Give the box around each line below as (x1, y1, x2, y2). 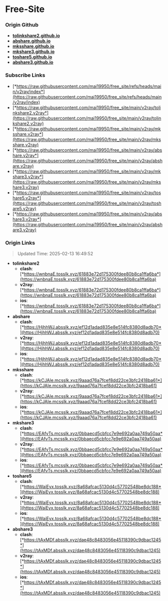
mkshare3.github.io (12, 49, 55, 55)
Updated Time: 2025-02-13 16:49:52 (17, 251, 93, 257)
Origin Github (5, 22, 39, 29)
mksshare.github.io (12, 44, 54, 50)
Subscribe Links (5, 72, 45, 79)
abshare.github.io (12, 38, 51, 44)
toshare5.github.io (12, 54, 52, 60)
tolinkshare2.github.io (12, 33, 60, 39)
